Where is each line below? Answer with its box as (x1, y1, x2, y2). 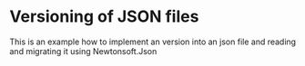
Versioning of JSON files (9, 6, 199, 27)
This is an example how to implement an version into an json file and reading (9, 36, 297, 47)
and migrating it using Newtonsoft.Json (9, 45, 158, 56)
